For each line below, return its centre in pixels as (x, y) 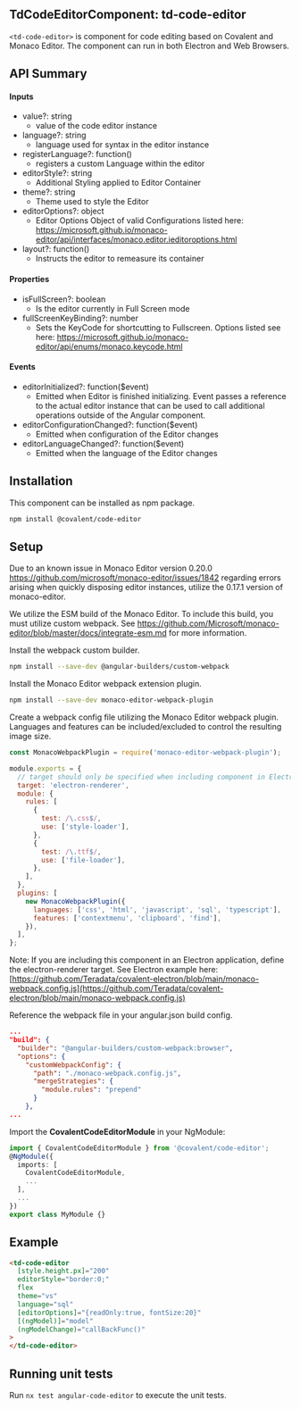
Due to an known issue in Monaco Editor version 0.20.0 (111, 568)
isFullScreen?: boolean (64, 299)
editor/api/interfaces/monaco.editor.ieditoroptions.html (136, 239)
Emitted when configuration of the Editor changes (127, 434)
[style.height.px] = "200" (63, 1271)
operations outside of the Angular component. (121, 415)
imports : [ (37, 1164)
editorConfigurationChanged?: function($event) (110, 424)
